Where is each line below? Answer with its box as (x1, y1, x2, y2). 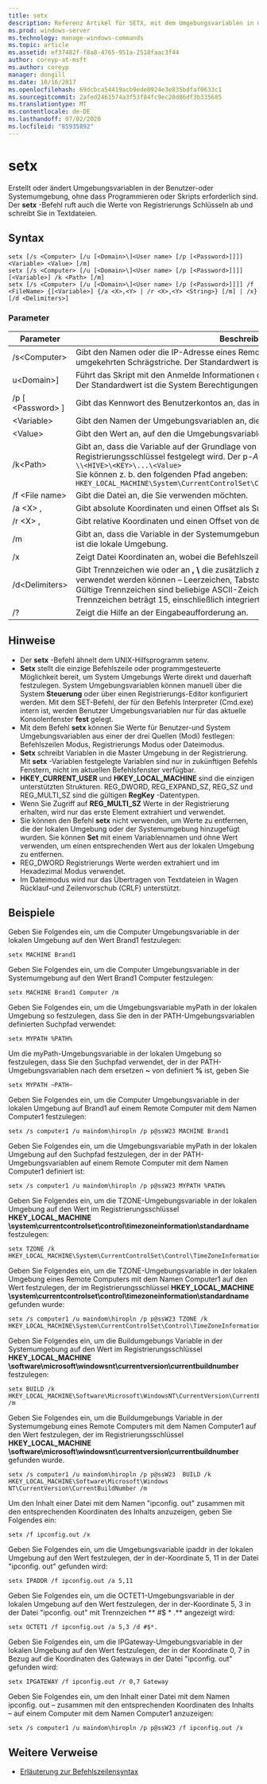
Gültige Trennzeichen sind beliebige (75, 584, 211, 595)
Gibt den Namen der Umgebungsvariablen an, (75, 415, 247, 426)
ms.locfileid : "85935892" (8, 122, 94, 130)
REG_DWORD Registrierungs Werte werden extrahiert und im (19, 858, 220, 867)
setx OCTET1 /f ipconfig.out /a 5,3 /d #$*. (8, 1623, 158, 1631)
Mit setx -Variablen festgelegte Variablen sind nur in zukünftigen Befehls (19, 756, 258, 766)
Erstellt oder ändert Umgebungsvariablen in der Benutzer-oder (8, 183, 214, 192)
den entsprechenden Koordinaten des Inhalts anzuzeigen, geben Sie (8, 1507, 233, 1517)
